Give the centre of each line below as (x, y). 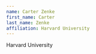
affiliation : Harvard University (48, 28)
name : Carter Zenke (31, 12)
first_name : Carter (31, 17)
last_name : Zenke (28, 23)
